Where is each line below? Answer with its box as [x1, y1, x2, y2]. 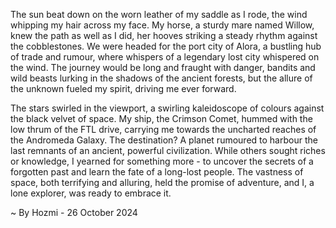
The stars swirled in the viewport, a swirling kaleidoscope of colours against [10, 102, 325, 114]
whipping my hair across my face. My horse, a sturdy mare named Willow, [10, 19, 315, 31]
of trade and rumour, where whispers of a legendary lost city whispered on [10, 51, 320, 63]
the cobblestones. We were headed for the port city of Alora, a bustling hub [10, 40, 322, 52]
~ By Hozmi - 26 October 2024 [10, 207, 138, 218]
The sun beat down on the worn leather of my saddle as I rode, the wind [10, 9, 308, 20]
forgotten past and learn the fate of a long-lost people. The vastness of [10, 166, 304, 178]
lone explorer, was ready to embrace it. [10, 187, 172, 199]
